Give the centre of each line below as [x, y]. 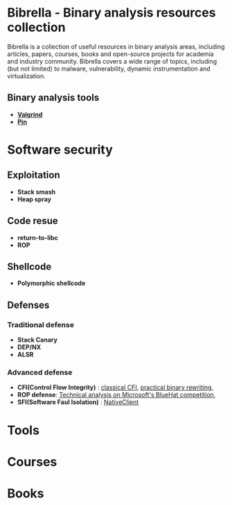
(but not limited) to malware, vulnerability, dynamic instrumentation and [109, 68]
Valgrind [30, 114]
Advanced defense [40, 372]
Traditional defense [41, 324]
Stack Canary [37, 340]
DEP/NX [29, 347]
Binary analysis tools [53, 98]
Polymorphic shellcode [51, 283]
